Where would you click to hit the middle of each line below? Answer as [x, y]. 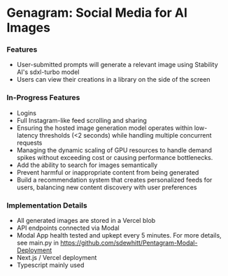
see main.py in [38, 243]
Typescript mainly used [50, 265]
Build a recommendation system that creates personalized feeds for [114, 180]
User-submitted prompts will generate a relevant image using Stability [117, 65]
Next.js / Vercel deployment [57, 258]
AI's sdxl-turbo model [48, 72]
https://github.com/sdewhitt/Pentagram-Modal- [129, 243]
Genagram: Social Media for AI [97, 13]
